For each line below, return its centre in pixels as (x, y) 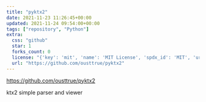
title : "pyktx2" (27, 12)
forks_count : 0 (31, 52)
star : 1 (22, 46)
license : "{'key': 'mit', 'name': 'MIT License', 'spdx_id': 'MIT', (101, 57)
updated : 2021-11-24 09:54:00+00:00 (53, 23)
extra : (15, 35)
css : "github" (30, 40)
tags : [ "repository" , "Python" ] (48, 29)
